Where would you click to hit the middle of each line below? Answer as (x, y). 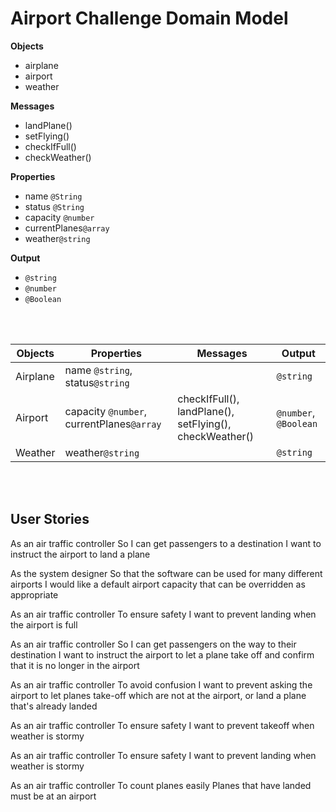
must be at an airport (53, 796)
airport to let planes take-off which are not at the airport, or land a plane (158, 695)
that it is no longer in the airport (75, 665)
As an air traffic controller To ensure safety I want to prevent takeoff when (162, 725)
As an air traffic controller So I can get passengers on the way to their (153, 644)
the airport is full (44, 624)
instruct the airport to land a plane (80, 554)
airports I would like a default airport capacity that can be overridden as (158, 584)
